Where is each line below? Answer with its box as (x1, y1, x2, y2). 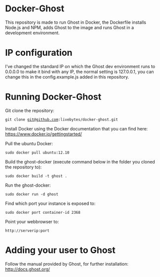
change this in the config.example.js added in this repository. (5, 74, 129, 79)
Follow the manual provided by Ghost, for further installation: (5, 261, 129, 267)
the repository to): (5, 164, 42, 170)
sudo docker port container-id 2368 (5, 210, 80, 215)
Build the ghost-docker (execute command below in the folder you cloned (5, 158, 156, 164)
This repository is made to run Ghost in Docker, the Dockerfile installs (5, 19, 147, 25)
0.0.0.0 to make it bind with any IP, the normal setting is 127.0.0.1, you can (5, 69, 154, 75)
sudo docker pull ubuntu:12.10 (5, 150, 70, 155)
